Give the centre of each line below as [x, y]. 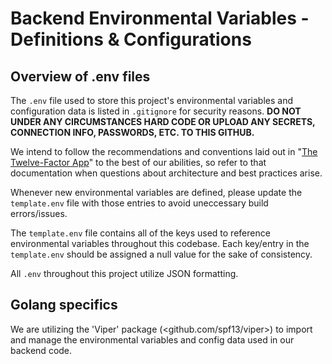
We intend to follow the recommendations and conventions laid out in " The [164, 151]
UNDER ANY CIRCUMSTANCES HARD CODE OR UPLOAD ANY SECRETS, [163, 121]
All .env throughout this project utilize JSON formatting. [124, 273]
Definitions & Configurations [131, 39]
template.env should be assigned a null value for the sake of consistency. [161, 254]
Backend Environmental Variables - [160, 18]
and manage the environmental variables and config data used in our [152, 339]
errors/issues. [39, 213]
